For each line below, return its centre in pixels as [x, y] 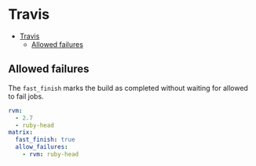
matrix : [21, 132]
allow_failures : [42, 147]
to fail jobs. [26, 96]
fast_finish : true [46, 140]
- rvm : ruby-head [51, 154]
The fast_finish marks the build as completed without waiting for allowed [128, 88]
